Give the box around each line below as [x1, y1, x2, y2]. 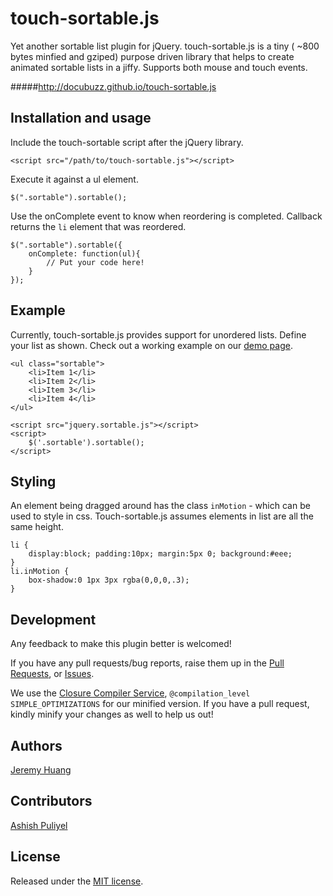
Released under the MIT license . [10, 875, 144, 887]
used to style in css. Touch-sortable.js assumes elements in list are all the [10, 510, 314, 522]
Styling [10, 473, 57, 490]
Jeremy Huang [10, 764, 72, 776]
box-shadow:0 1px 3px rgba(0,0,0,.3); [28, 575, 190, 586]
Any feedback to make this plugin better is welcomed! [10, 638, 232, 650]
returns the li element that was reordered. [10, 220, 187, 232]
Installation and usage [10, 110, 152, 127]
